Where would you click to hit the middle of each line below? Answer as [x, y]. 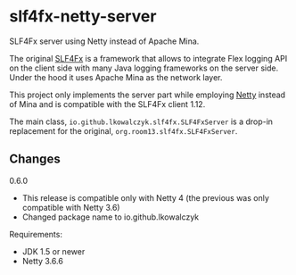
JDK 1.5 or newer [53, 251]
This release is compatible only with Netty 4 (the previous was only [146, 197]
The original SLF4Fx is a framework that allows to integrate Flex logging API [148, 58]
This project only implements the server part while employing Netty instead [148, 95]
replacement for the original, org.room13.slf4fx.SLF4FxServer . [123, 130]
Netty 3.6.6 [43, 261]
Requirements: [36, 234]
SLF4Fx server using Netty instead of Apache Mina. [104, 41]
